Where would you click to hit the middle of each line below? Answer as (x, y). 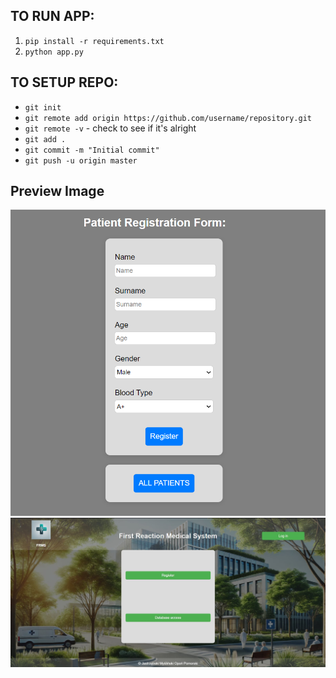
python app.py (54, 52)
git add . (45, 139)
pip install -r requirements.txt (94, 41)
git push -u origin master (81, 160)
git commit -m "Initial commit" (92, 150)
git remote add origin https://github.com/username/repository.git (168, 118)
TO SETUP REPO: (64, 82)
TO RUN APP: (52, 16)
